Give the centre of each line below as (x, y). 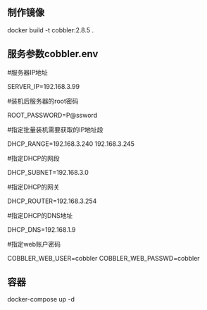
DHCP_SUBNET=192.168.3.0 (48, 172)
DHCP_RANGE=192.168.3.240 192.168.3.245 (71, 144)
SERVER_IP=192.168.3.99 (43, 86)
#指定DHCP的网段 (33, 158)
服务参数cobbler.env (53, 54)
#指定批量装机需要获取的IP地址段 (55, 130)
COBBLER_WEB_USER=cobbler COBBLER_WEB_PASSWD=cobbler (103, 258)
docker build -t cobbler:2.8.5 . (50, 30)
